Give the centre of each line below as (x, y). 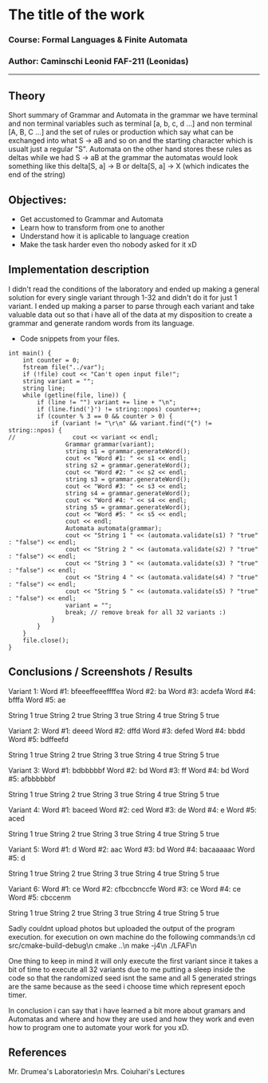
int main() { (30, 353)
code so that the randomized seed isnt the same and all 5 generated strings (132, 977)
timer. (18, 995)
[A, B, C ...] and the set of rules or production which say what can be (121, 132)
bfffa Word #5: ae (37, 700)
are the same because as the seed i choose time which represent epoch (127, 986)
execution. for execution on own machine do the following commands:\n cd (132, 937)
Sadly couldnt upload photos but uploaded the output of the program (122, 928)
